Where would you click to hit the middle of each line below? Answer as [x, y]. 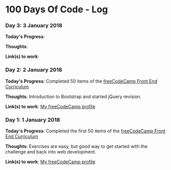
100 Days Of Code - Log [57, 10]
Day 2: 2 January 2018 [34, 70]
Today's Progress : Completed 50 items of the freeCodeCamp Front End [81, 81]
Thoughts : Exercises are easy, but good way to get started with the [77, 146]
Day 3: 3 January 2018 [34, 26]
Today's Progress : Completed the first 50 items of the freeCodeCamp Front [85, 131]
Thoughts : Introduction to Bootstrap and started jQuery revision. [73, 97]
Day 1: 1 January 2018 [33, 120]
